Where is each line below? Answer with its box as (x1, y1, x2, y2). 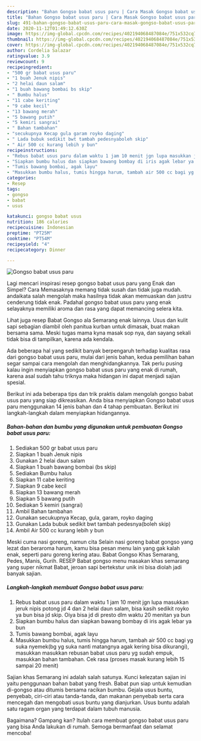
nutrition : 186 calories (7, 219, 69, 225)
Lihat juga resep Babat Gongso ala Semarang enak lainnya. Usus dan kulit (7, 317, 188, 324)
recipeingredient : (7, 64, 52, 70)
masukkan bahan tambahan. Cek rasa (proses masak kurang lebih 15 (15, 656, 185, 663)
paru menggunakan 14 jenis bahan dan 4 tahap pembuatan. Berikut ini (7, 403, 180, 410)
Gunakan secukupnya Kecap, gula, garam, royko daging (15, 514, 153, 522)
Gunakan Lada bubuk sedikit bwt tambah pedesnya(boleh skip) (15, 520, 171, 528)
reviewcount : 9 (7, 58, 45, 64)
